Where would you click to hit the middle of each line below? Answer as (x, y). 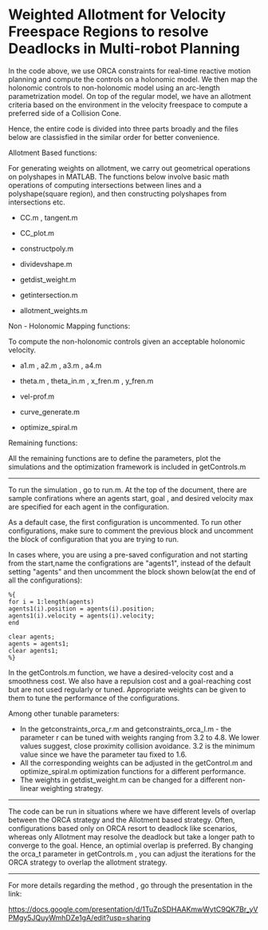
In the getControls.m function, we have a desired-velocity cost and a (121, 672)
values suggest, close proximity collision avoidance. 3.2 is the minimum (137, 745)
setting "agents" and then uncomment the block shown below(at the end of (132, 571)
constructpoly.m (47, 248)
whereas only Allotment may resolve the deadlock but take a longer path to (132, 837)
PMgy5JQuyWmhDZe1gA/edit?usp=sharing (80, 917)
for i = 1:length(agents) (51, 602)
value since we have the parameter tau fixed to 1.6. (103, 754)
